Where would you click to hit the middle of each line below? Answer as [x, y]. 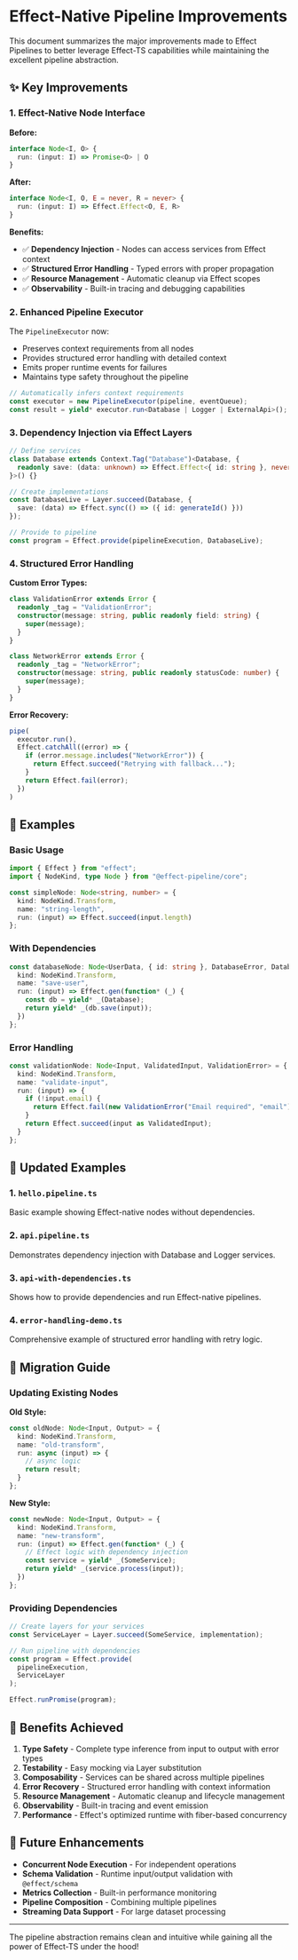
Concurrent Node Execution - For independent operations [129, 1864]
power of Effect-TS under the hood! [74, 1946]
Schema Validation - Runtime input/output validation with [127, 1873]
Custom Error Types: [48, 583]
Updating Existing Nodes [64, 1393]
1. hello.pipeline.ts [53, 1193]
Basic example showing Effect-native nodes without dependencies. [132, 1212]
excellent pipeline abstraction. [64, 60]
